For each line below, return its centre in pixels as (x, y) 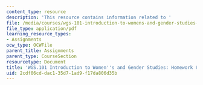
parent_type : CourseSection (42, 56)
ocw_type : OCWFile (29, 45)
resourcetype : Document (36, 62)
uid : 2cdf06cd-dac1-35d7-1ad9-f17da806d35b (62, 73)
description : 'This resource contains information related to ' (89, 17)
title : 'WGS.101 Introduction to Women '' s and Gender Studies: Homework (100, 67)
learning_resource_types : (39, 34)
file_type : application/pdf (42, 28)
